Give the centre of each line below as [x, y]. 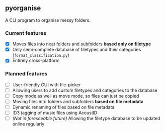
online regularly [28, 124]
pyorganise [23, 8]
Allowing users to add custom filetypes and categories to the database [85, 90]
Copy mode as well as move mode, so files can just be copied [76, 96]
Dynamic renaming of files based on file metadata [63, 107]
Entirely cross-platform [36, 61]
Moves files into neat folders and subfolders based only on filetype [82, 44]
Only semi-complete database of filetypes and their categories [77, 50]
